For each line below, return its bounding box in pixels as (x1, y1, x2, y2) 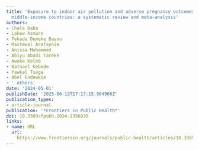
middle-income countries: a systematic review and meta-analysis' (11, 14, 179, 20)
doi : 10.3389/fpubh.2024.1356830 (6, 113, 89, 119)
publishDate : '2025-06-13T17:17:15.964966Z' (6, 91, 118, 97)
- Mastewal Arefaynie (6, 42, 60, 48)
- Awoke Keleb (6, 58, 41, 64)
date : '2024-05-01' (6, 86, 54, 92)
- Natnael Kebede (6, 63, 49, 70)
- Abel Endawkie (6, 74, 46, 80)
